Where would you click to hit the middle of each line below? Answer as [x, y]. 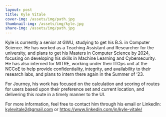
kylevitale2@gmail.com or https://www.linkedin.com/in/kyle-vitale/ [74, 110]
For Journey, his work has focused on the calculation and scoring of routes [82, 84]
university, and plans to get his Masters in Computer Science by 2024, [77, 53]
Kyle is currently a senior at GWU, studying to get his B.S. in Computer [77, 42]
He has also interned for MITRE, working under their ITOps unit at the [76, 64]
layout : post [19, 10]
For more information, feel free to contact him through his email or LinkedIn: [83, 104]
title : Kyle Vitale [25, 14]
